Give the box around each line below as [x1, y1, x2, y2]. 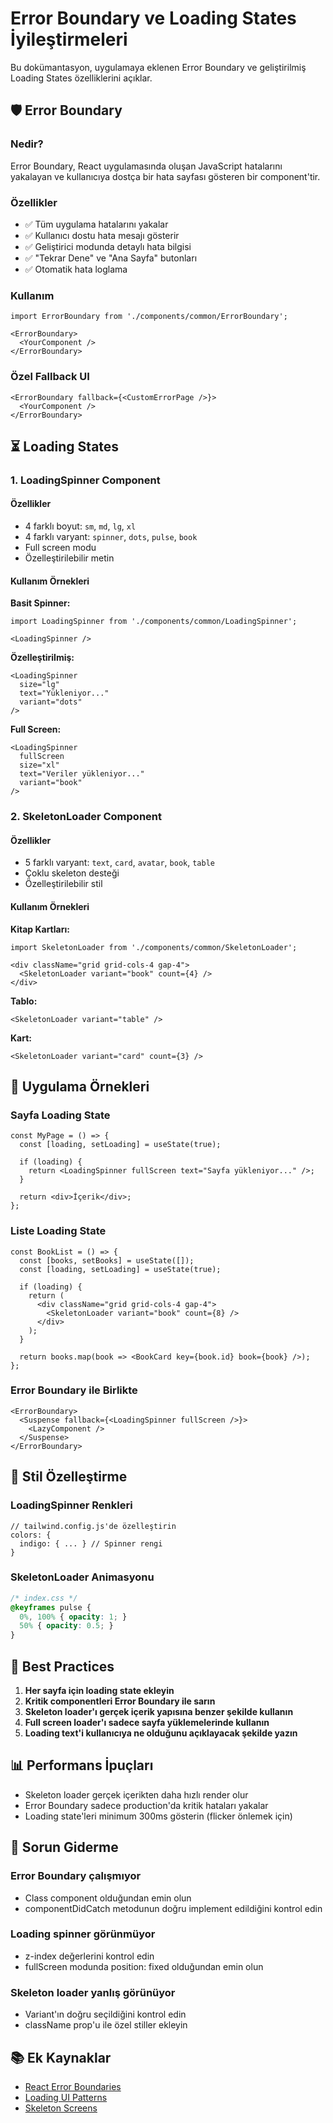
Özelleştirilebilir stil [24, 878, 103, 890]
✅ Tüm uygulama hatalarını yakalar [24, 218, 169, 230]
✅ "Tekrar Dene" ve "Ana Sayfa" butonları [24, 252, 198, 264]
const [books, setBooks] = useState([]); [19, 1255, 195, 1266]
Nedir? [10, 137, 44, 151]
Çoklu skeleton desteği [24, 867, 120, 879]
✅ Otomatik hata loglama [24, 263, 128, 275]
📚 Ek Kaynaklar [10, 2049, 112, 2066]
